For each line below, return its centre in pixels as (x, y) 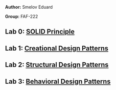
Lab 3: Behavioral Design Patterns (58, 81)
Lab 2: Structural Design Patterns (57, 65)
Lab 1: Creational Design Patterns (57, 48)
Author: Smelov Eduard (29, 7)
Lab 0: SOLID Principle (40, 32)
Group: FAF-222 (22, 16)
